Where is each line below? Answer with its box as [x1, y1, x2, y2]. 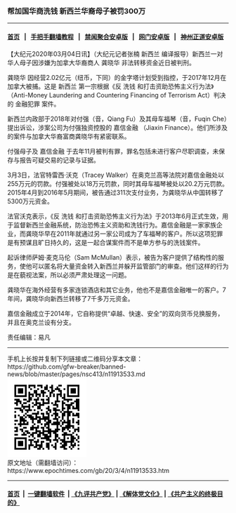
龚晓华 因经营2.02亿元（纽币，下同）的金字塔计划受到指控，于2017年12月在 [7, 73, 227, 81]
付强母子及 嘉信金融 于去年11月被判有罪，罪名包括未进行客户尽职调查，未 [7, 147, 219, 155]
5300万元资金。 [7, 196, 54, 205]
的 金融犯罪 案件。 [7, 100, 60, 108]
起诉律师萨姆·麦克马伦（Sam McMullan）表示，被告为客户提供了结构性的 [7, 253, 218, 261]
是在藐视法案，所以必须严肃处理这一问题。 [7, 270, 131, 279]
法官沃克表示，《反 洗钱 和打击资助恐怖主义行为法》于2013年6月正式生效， [7, 212, 223, 220]
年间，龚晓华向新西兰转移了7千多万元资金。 [7, 294, 134, 302]
